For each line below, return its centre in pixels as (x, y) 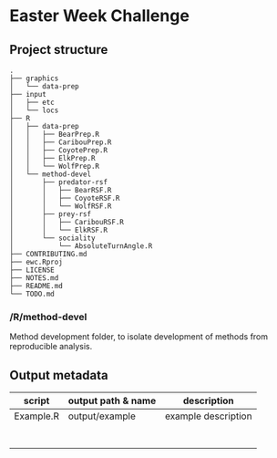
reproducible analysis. (51, 347)
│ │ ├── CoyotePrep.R (58, 151)
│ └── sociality (52, 238)
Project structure (59, 50)
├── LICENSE (32, 270)
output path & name (112, 401)
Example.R (36, 416)
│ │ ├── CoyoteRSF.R (65, 198)
